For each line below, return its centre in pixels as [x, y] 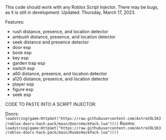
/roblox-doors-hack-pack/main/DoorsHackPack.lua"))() [62, 124]
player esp [23, 84]
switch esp [23, 68]
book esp [22, 52]
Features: [15, 22]
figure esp [23, 89]
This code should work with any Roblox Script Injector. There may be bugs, [82, 7]
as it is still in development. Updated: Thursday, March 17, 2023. [70, 12]
